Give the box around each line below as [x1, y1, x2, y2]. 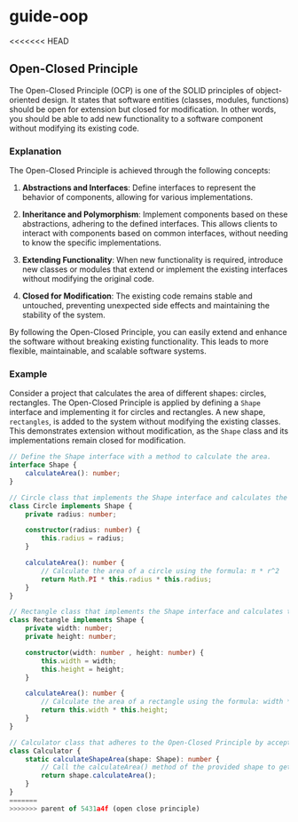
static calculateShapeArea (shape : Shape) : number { [25, 754, 220, 763]
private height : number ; [25, 633, 117, 642]
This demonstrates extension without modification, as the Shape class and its [9, 426, 289, 436]
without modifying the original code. [21, 274, 155, 284]
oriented [9, 94, 40, 105]
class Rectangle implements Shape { [9, 616, 145, 625]
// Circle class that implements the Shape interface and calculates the [9, 493, 288, 502]
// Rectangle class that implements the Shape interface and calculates [9, 607, 284, 617]
